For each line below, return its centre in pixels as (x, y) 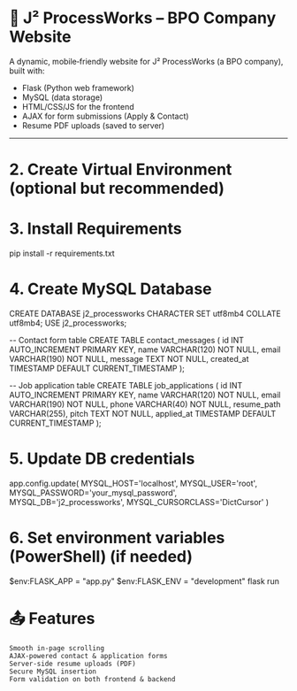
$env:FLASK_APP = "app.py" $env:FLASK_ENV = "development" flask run (145, 581)
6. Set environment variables (117, 538)
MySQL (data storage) (62, 97)
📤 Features (52, 619)
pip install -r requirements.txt (62, 253)
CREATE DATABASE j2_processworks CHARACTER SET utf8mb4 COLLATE (145, 314)
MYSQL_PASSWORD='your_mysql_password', (93, 492)
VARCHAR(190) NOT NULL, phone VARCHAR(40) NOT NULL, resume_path (145, 404)
